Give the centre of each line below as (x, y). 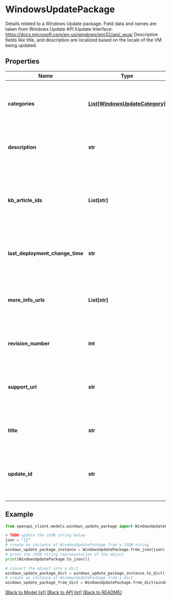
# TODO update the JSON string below (45, 536)
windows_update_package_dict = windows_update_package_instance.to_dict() (86, 573)
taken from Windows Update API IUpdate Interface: (59, 29)
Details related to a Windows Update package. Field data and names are (81, 24)
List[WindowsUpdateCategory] (127, 103)
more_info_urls (26, 300)
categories (21, 103)
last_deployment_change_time (46, 253)
